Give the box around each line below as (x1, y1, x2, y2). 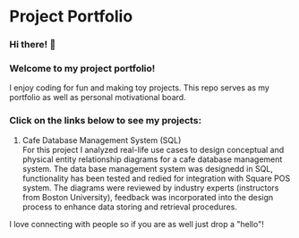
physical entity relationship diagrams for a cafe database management (21, 154, 283, 165)
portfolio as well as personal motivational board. (9, 92, 186, 103)
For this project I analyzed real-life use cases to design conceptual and (21, 144, 285, 155)
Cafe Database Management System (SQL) (21, 134, 182, 145)
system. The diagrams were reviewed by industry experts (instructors (21, 182, 279, 193)
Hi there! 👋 (9, 38, 56, 51)
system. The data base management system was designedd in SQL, (21, 163, 273, 174)
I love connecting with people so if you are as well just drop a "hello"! (9, 218, 264, 229)
